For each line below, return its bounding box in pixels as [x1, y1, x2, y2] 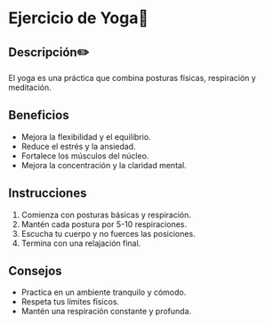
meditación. [8, 82, 52, 93]
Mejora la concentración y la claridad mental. [20, 159, 188, 170]
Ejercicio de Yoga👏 [8, 8, 149, 28]
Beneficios [8, 108, 69, 123]
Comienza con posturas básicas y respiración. [20, 209, 192, 220]
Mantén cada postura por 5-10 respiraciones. [20, 218, 188, 230]
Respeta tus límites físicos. [20, 297, 120, 307]
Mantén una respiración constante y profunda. [20, 306, 192, 317]
